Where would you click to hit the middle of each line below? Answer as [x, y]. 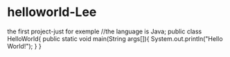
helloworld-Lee [52, 12]
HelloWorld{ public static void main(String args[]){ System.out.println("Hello [115, 38]
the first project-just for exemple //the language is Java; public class [105, 31]
